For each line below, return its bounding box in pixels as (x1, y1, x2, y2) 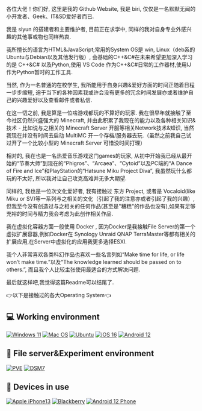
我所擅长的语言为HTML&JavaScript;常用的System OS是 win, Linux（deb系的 (6, 46, 195, 53)
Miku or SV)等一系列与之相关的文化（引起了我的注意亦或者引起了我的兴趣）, (6, 195, 195, 202)
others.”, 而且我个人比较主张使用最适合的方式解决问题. (6, 266, 141, 273)
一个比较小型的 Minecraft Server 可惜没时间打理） (22, 139, 146, 146)
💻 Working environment (6, 312, 100, 322)
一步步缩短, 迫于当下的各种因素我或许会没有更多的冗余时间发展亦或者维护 (6, 89, 188, 96)
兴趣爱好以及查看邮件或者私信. (16, 96, 93, 104)
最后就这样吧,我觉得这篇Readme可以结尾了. (6, 279, 114, 286)
